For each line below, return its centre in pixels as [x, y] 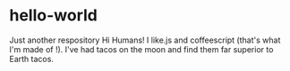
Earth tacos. [31, 59]
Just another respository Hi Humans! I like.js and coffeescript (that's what [145, 40]
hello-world [54, 16]
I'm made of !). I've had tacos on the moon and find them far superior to [141, 49]
